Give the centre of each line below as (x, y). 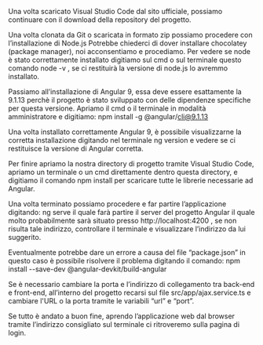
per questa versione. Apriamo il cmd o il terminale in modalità (107, 108)
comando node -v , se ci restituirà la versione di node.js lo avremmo (118, 68)
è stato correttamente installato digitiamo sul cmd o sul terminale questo (125, 60)
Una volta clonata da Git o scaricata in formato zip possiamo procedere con (130, 35)
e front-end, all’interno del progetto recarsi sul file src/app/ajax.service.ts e (130, 292)
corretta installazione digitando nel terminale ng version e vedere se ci (122, 140)
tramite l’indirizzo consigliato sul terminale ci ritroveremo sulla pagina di (124, 324)
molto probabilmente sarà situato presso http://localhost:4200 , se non (122, 220)
